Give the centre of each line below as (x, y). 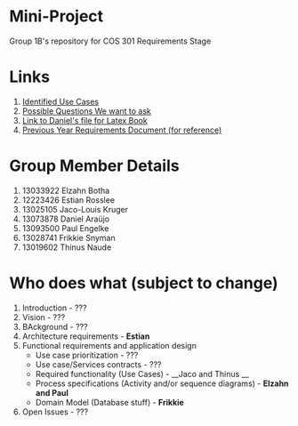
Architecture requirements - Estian (86, 336)
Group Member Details (94, 166)
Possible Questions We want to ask (86, 111)
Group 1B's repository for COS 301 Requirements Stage (110, 41)
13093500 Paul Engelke (65, 228)
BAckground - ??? (55, 326)
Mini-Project (56, 16)
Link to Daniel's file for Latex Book (85, 120)
